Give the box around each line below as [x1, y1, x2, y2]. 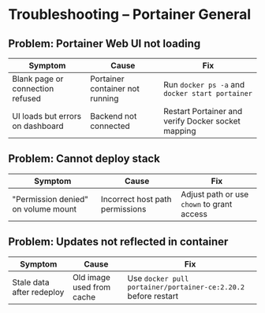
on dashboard [12, 120, 65, 131]
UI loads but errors [12, 111, 81, 121]
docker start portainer [163, 89, 253, 98]
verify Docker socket [163, 116, 241, 127]
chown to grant [181, 198, 233, 209]
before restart [127, 290, 179, 301]
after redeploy [12, 286, 65, 297]
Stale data [12, 277, 50, 288]
